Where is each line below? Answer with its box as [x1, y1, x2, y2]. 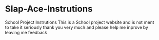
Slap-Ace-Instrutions [5, 3, 93, 14]
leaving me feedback [5, 29, 47, 35]
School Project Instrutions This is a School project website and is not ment [5, 19, 155, 25]
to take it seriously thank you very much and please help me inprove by [5, 24, 149, 30]
